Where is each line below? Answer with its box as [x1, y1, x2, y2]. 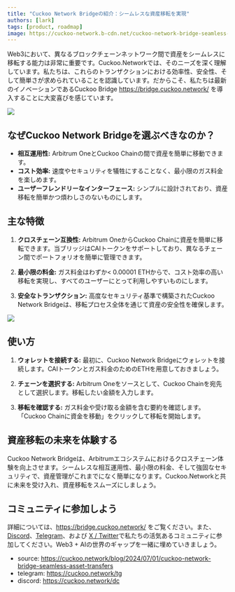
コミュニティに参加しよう [7, 502, 117, 515]
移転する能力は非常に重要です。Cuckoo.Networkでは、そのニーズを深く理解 [7, 59, 227, 67]
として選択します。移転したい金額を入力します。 [17, 388, 157, 397]
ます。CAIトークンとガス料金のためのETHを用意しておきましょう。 [29, 364, 222, 373]
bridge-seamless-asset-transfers [17, 562, 114, 570]
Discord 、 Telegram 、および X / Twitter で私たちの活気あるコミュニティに [7, 532, 217, 540]
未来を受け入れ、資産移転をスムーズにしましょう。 [13, 481, 160, 489]
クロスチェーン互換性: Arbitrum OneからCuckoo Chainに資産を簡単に [17, 235, 217, 244]
